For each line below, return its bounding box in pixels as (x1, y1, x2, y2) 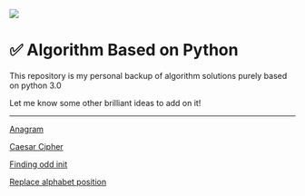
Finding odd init (9, 159, 68, 170)
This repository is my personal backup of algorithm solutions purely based (9, 70, 288, 81)
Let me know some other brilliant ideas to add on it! (9, 97, 202, 108)
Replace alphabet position (9, 176, 107, 187)
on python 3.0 (9, 80, 62, 91)
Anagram (9, 123, 44, 134)
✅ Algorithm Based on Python (9, 40, 239, 61)
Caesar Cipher (9, 141, 64, 152)
